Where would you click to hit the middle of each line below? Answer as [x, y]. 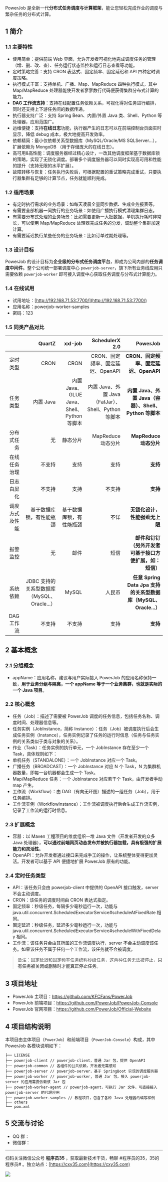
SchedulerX [106, 340]
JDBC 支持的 [41, 581]
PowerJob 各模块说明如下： [34, 1046]
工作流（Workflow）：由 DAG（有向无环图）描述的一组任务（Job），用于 [86, 791]
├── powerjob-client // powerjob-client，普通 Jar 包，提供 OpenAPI [75, 1061]
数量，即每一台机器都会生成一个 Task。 [57, 773]
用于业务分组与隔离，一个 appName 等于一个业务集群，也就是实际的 [92, 684]
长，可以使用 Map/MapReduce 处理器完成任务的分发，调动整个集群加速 [86, 223]
